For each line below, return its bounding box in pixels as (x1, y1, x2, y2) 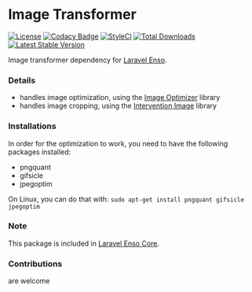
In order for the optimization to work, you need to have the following (8, 139, 228, 148)
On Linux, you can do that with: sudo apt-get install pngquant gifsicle (8, 194, 245, 204)
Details (8, 75, 36, 86)
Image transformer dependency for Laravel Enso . (8, 55, 167, 65)
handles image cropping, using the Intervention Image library (19, 101, 217, 111)
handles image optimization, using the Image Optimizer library (19, 93, 221, 102)
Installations (8, 120, 57, 131)
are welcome (8, 276, 50, 286)
